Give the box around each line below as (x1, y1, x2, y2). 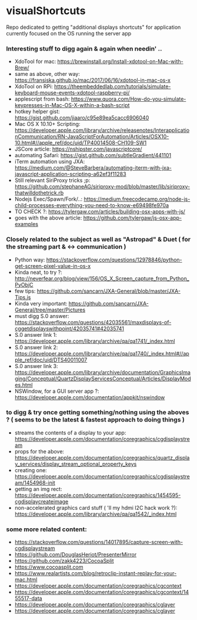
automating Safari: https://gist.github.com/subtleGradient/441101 (14, 152, 172, 159)
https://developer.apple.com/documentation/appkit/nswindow (14, 393, 165, 401)
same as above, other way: (14, 71, 81, 78)
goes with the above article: (14, 214, 82, 221)
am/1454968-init (14, 479, 56, 486)
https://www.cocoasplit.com (14, 563, 84, 571)
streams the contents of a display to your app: (14, 429, 126, 436)
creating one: (14, 466, 47, 473)
